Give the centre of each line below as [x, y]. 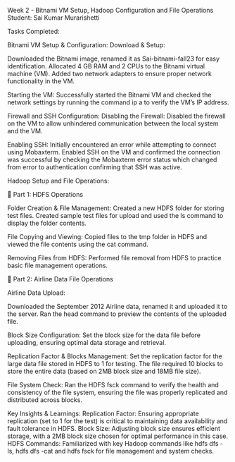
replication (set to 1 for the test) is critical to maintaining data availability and [118, 421]
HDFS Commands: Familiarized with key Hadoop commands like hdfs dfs [113, 443]
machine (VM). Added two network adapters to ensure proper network [110, 74]
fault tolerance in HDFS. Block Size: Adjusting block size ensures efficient [114, 428]
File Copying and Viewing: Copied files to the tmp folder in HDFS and [107, 237]
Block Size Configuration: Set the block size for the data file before [104, 335]
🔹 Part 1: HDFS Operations [45, 194]
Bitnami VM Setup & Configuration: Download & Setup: [86, 45]
